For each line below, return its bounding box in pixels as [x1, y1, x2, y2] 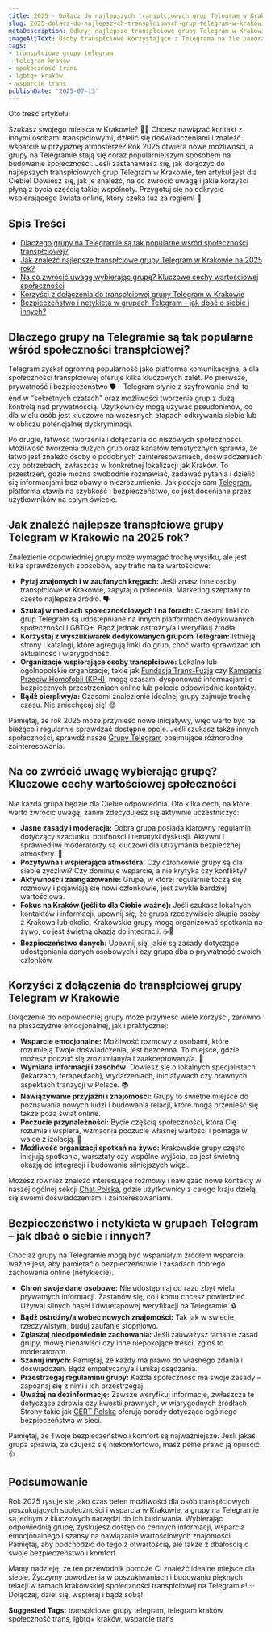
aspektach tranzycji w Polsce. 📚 [19, 1080, 129, 1090]
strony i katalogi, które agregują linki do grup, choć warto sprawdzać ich [19, 639, 261, 650]
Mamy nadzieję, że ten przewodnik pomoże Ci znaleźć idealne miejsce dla [8, 1563, 256, 1574]
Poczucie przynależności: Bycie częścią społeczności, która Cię [19, 1117, 236, 1127]
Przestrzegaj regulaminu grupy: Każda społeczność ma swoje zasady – [19, 1373, 261, 1383]
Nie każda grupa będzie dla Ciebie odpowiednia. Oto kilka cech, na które [8, 798, 250, 808]
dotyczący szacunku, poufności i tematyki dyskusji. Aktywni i [19, 831, 224, 841]
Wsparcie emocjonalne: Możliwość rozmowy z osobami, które [19, 1036, 230, 1046]
